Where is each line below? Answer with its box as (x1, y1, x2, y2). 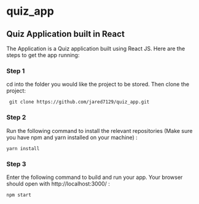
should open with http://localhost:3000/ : (6, 179, 111, 187)
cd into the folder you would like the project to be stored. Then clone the (6, 81, 189, 88)
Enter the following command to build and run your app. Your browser (6, 173, 183, 181)
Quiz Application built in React (6, 29, 125, 39)
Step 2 (6, 113, 26, 122)
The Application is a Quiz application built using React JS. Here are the (6, 45, 185, 52)
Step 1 (6, 66, 25, 75)
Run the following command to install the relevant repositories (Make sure (6, 127, 193, 134)
